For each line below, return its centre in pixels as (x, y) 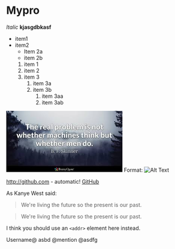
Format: (133, 170)
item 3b (42, 89)
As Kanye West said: (31, 193)
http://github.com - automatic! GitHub (53, 181)
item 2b (33, 58)
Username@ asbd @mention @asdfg (52, 239)
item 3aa (52, 96)
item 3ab (53, 102)
